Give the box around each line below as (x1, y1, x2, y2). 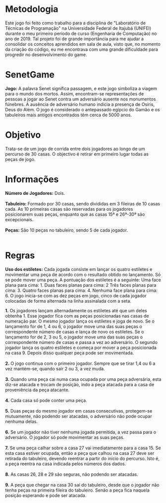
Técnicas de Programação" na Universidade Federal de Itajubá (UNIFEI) (5, 25, 152, 31)
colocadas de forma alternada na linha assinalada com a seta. (5, 298, 131, 304)
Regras (5, 250, 35, 261)
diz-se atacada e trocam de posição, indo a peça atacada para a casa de (5, 381, 155, 387)
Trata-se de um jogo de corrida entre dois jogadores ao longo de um (5, 146, 145, 152)
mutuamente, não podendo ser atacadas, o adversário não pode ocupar (5, 413, 152, 419)
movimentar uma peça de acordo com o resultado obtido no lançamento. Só (5, 271, 161, 277)
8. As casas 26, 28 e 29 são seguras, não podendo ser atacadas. (5, 471, 138, 477)
